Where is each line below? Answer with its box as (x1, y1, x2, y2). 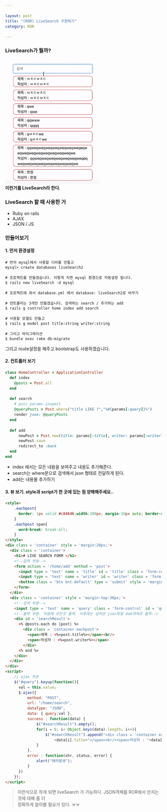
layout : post (5, 13, 32, 18)
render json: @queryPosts (14, 412, 68, 417)
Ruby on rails (12, 210, 40, 216)
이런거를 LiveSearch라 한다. (5, 185, 61, 191)
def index (9, 375, 30, 380)
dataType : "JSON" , (27, 706, 66, 711)
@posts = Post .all (14, 381, 52, 386)
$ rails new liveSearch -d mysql (5, 280, 75, 285)
